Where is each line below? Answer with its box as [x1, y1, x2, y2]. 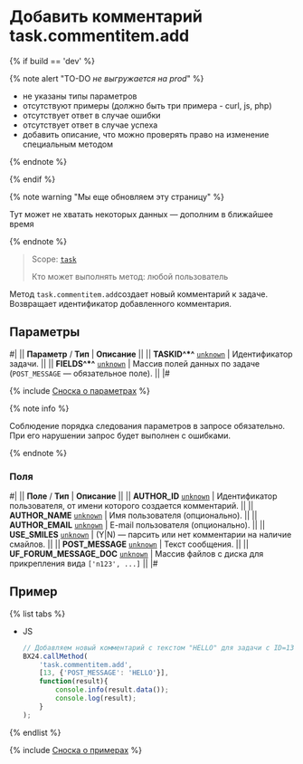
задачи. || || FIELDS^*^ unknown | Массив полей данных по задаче [9, 358, 260, 368]
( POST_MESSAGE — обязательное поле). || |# [9, 368, 170, 378]
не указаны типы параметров [22, 91, 137, 101]
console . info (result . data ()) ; [55, 685, 169, 694]
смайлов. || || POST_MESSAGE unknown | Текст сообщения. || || [9, 539, 249, 549]
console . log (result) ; [55, 694, 137, 703]
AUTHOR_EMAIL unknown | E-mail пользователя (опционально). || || [9, 520, 265, 530]
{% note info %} [9, 403, 70, 414]
